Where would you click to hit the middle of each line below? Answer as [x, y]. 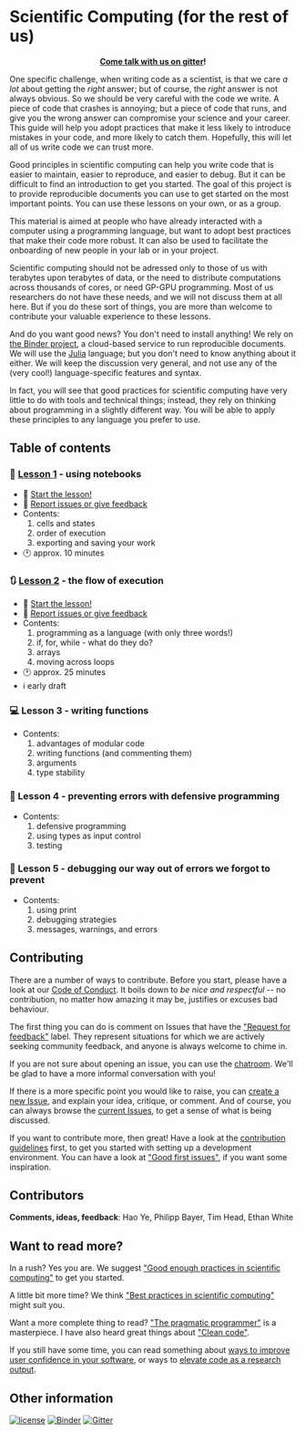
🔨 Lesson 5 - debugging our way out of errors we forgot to [140, 868]
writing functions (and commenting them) [114, 753]
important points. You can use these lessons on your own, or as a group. [146, 203]
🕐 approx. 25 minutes [64, 671]
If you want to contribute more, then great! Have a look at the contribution [148, 1138]
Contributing [46, 958]
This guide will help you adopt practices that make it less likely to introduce [150, 127]
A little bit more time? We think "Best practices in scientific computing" [142, 1295]
